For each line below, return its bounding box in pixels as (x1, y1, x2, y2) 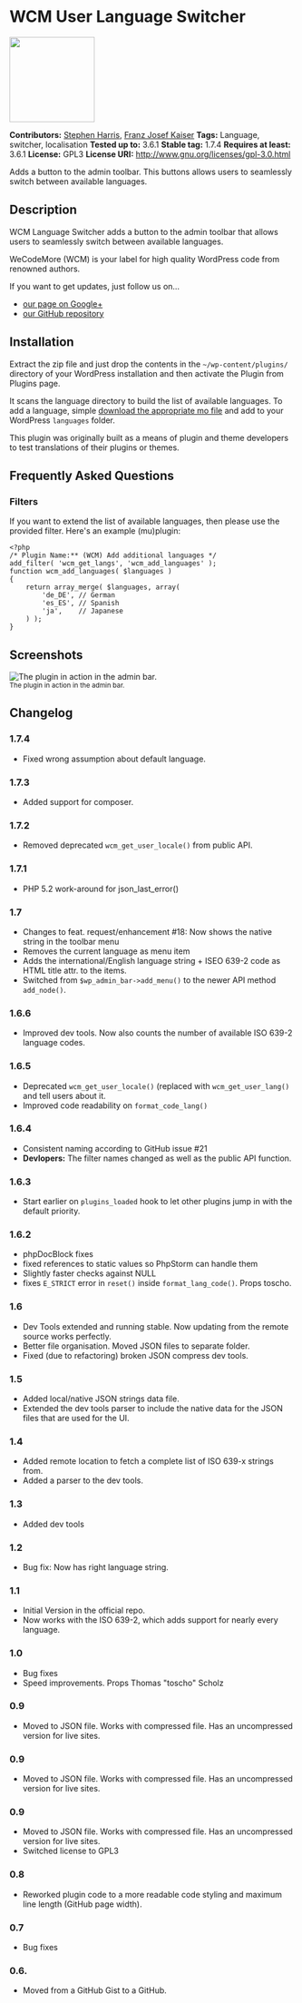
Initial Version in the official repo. (22, 1605, 146, 1616)
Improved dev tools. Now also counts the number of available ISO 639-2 (22, 1027, 293, 1038)
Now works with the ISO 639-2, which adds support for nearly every (22, 1615, 278, 1625)
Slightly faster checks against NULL (22, 1268, 157, 1279)
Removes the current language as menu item (22, 946, 190, 957)
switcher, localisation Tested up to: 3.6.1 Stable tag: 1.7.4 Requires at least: (9, 139, 291, 150)
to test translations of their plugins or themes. (9, 442, 180, 453)
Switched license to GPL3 (22, 1845, 120, 1857)
